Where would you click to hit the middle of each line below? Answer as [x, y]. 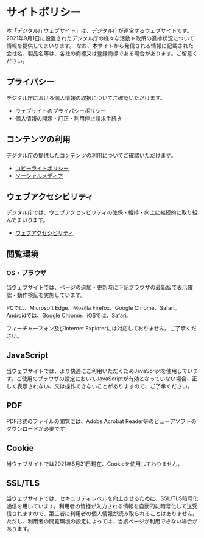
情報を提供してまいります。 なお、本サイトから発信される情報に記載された [100, 46]
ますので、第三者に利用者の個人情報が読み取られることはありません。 [110, 514]
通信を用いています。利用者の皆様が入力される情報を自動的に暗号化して [97, 506]
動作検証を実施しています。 [51, 295]
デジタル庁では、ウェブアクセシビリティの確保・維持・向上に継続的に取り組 [102, 212]
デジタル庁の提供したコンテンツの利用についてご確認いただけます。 [91, 155]
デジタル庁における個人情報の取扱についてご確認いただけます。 [86, 97]
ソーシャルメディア [39, 176]
